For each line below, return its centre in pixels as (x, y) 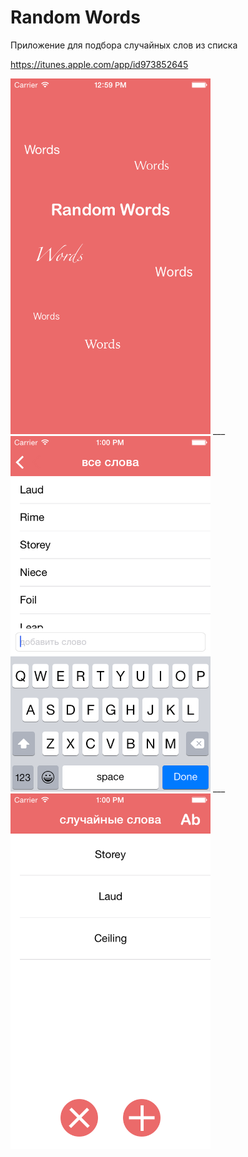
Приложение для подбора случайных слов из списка (124, 45)
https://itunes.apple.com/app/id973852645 (99, 64)
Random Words (75, 17)
